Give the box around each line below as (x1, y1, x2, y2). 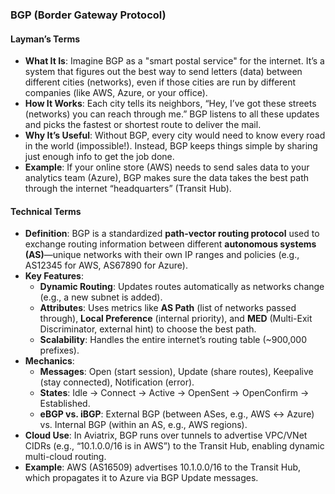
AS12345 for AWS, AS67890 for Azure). (24, 259, 188, 272)
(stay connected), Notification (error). (39, 376, 195, 388)
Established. (39, 398, 91, 410)
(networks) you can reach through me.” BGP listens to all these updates (24, 108, 320, 120)
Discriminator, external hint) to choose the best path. (39, 323, 257, 335)
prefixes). (39, 344, 80, 357)
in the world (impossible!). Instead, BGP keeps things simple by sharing (24, 140, 318, 152)
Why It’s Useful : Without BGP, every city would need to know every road (24, 129, 326, 142)
